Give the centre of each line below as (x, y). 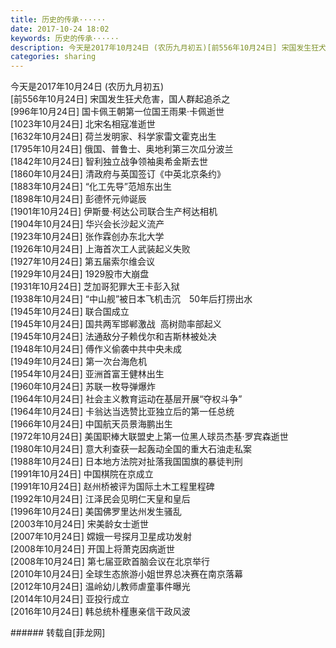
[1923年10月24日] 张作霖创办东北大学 (87, 237)
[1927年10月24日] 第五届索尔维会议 (82, 262)
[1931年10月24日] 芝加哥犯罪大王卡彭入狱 (95, 287)
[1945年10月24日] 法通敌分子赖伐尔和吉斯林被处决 (113, 337)
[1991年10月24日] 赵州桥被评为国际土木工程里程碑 (112, 487)
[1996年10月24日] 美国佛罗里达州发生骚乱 (96, 512)
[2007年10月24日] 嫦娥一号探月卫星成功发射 (101, 537)
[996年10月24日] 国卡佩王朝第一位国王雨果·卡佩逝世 (117, 112)
